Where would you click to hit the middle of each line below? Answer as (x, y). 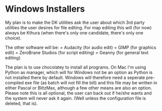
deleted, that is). (21, 103)
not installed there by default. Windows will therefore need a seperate (75, 77)
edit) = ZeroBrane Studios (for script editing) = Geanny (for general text (77, 53)
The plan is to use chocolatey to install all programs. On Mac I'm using (76, 67)
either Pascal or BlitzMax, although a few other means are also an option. (79, 88)
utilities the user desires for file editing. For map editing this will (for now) (79, 27)
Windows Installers (45, 9)
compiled (14, 83)
